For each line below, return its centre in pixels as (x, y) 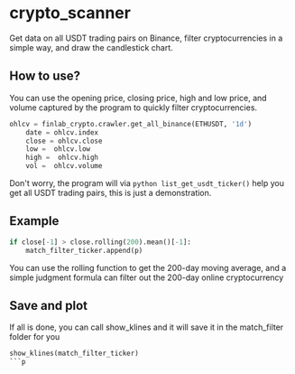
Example (34, 221)
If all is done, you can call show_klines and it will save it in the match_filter (147, 327)
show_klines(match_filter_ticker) (74, 354)
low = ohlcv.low (58, 149)
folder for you (35, 337)
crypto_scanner (70, 13)
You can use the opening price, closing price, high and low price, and (138, 98)
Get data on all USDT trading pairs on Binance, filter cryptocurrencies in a (146, 38)
